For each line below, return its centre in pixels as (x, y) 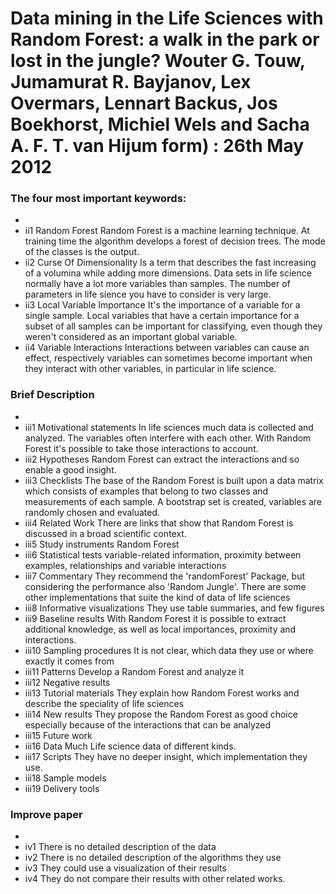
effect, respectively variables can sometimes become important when (168, 358)
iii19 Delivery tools (62, 788)
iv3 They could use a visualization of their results (125, 868)
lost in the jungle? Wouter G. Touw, (158, 61)
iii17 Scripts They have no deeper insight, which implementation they (166, 756)
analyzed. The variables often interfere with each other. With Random (168, 438)
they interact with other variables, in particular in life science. (150, 369)
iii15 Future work (58, 735)
